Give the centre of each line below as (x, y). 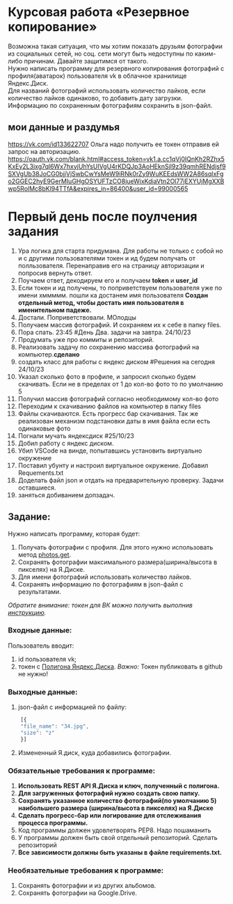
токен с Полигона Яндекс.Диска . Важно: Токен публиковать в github (120, 667)
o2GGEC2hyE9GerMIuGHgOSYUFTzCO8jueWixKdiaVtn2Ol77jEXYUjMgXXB (116, 181)
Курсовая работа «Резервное (99, 12)
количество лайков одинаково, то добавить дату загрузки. (95, 98)
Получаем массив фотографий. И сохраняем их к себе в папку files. (120, 325)
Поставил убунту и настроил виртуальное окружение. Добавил (113, 465)
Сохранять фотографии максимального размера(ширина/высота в (118, 562)
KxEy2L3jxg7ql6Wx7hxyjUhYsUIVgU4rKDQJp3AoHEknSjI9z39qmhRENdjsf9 (117, 166)
